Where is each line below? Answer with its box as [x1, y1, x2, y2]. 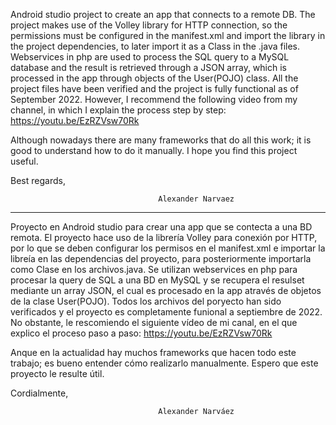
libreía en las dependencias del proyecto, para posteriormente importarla [10, 253, 312, 264]
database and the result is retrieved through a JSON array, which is [10, 62, 287, 73]
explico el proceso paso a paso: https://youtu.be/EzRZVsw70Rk [10, 327, 273, 339]
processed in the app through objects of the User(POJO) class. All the [10, 72, 299, 84]
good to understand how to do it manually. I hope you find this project [10, 145, 298, 156]
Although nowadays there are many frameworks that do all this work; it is [10, 134, 312, 146]
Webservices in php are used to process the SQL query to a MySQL [10, 51, 290, 63]
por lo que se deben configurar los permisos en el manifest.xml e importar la [10, 242, 326, 254]
